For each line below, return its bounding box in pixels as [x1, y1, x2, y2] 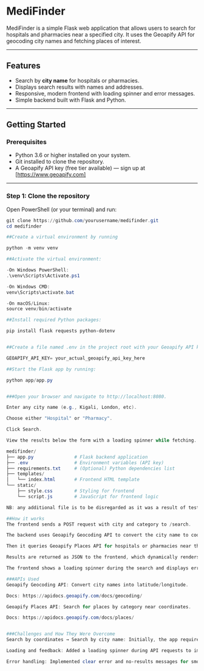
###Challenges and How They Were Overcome [6, 631, 115, 637]
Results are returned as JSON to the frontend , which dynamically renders [6, 554, 200, 560]
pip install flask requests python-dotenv [6, 328, 115, 334]
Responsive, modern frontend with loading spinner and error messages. [15, 89, 195, 97]
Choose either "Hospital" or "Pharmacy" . [6, 415, 113, 422]
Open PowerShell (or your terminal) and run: [6, 206, 117, 213]
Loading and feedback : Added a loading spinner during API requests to [6, 648, 191, 654]
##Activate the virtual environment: [6, 256, 102, 262]
